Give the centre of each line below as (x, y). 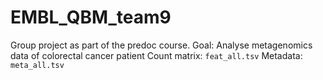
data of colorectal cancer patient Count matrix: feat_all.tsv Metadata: (156, 55)
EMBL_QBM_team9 (91, 17)
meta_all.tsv (37, 65)
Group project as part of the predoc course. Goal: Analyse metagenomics (161, 45)
